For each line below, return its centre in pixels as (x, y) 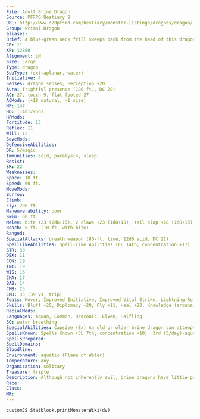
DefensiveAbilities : (32, 145)
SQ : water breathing (32, 322)
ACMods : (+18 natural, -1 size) (46, 100)
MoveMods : (18, 189)
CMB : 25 (16, 289)
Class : (14, 389)
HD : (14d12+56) (25, 111)
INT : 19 (16, 267)
